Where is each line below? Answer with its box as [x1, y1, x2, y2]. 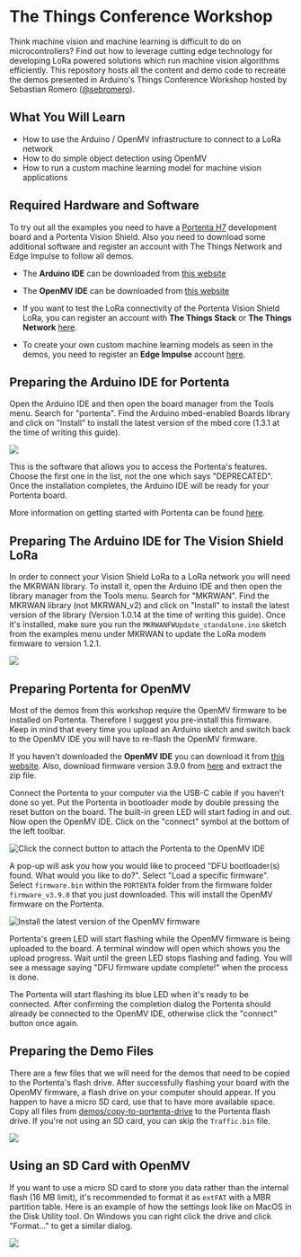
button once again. [9, 1018, 79, 1028]
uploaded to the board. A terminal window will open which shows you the [9, 943, 281, 953]
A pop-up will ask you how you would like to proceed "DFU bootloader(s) [9, 861, 280, 871]
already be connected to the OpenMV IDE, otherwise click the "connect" [9, 1008, 278, 1019]
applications [22, 172, 68, 182]
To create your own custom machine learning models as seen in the [22, 339, 274, 350]
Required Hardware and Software [9, 198, 199, 213]
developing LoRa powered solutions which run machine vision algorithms [9, 55, 280, 66]
